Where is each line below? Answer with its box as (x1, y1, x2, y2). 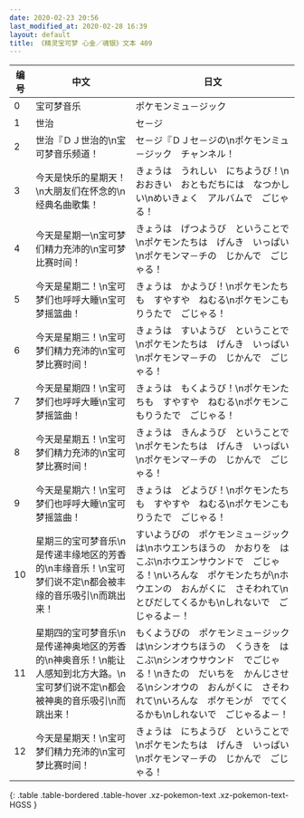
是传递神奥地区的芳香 (35, 640, 127, 653)
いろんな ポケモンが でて (161, 695, 280, 707)
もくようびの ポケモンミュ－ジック (135, 627, 290, 640)
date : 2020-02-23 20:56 (9, 13, 100, 23)
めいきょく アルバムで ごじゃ (153, 192, 290, 205)
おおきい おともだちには (135, 178, 244, 191)
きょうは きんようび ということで (135, 427, 290, 439)
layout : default (9, 30, 71, 39)
